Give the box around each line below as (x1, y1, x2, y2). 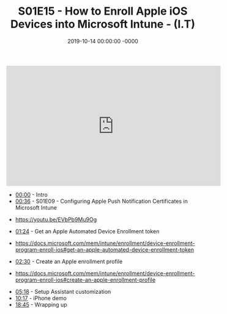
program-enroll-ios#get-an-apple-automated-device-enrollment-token (15, 246, 195, 253)
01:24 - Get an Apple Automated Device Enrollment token (15, 227, 160, 235)
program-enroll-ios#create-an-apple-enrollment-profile (15, 276, 156, 283)
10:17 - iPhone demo (15, 294, 67, 302)
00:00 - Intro (15, 191, 48, 198)
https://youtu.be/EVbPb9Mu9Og (15, 216, 97, 223)
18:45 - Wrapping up (15, 301, 67, 308)
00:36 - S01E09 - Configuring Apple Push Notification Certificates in (15, 197, 188, 205)
